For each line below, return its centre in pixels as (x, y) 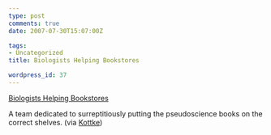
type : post (27, 16)
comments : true (34, 23)
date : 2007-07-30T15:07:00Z (56, 31)
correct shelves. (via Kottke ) (56, 122)
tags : (17, 45)
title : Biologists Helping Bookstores (74, 61)
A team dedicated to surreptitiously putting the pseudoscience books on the (136, 113)
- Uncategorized (36, 53)
